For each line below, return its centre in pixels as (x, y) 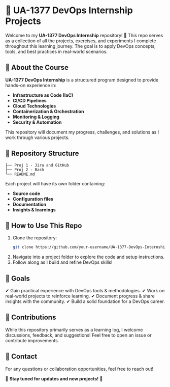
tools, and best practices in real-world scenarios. (57, 51)
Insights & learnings (34, 210)
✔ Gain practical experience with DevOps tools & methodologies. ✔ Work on (85, 291)
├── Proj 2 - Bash (25, 170)
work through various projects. (37, 137)
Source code (26, 193)
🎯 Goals (18, 278)
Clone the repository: (35, 238)
